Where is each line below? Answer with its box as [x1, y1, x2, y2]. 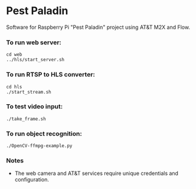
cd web [6, 52, 22, 58]
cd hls [6, 84, 22, 89]
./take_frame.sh [6, 116, 46, 122]
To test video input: [6, 102, 63, 111]
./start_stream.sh [6, 89, 51, 95]
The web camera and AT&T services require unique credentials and [14, 170, 179, 177]
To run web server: [6, 38, 62, 47]
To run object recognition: [6, 130, 83, 138]
